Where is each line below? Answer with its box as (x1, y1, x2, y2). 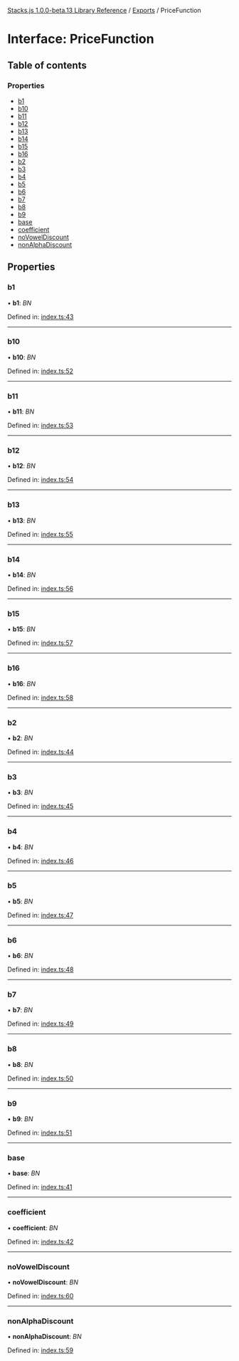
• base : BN (7, 1169, 41, 1177)
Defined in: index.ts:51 (7, 1128, 73, 1137)
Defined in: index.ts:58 (7, 693, 74, 702)
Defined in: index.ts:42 (7, 1237, 74, 1246)
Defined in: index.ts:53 (7, 421, 73, 430)
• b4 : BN (7, 843, 33, 851)
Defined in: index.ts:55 (7, 530, 73, 538)
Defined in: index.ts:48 (7, 965, 74, 974)
